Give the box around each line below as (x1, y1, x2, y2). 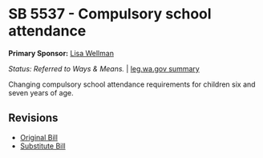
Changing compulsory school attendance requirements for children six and (8, 79, 256, 89)
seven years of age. (8, 87, 74, 97)
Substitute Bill (19, 141, 66, 151)
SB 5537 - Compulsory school (8, 5, 212, 23)
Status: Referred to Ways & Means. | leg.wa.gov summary (8, 63, 200, 73)
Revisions (8, 111, 59, 125)
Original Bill (19, 132, 59, 142)
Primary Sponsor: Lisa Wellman (8, 48, 115, 58)
